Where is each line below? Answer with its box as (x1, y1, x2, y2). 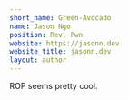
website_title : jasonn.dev (9, 47, 112, 56)
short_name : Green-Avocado (9, 13, 112, 23)
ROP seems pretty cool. (9, 81, 98, 91)
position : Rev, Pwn (9, 30, 84, 39)
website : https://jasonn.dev (9, 38, 120, 48)
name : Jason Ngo (9, 22, 71, 31)
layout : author (9, 55, 67, 65)
